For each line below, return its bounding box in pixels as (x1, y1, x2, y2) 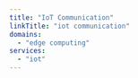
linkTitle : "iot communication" (9, 22, 130, 30)
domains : (9, 30, 42, 39)
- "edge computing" (17, 38, 91, 48)
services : (9, 47, 47, 56)
